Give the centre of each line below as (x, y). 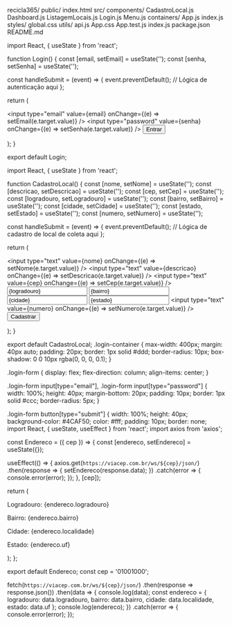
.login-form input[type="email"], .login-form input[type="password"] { (107, 386)
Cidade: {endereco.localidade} (51, 531)
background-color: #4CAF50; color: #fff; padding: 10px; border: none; (107, 421)
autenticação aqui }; (36, 87)
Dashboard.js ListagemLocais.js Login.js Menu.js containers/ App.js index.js (115, 17)
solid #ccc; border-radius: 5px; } (54, 400)
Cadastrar (24, 317)
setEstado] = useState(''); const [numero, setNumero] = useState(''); (105, 213)
